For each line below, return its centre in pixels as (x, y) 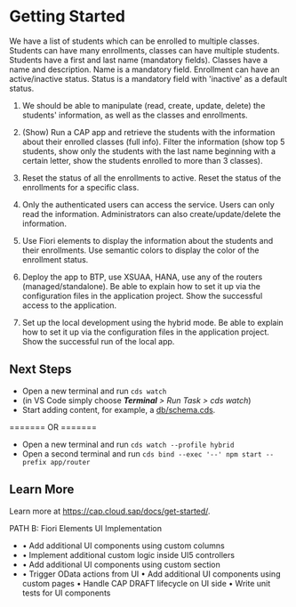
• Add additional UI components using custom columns (123, 546)
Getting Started (68, 16)
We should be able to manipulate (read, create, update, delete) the (144, 105)
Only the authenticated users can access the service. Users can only (148, 204)
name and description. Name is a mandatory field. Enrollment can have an (144, 69)
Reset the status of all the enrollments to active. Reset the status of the (152, 178)
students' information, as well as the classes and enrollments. (135, 115)
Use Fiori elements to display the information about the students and (148, 240)
